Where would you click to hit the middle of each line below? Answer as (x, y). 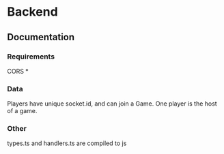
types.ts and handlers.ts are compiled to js (67, 143)
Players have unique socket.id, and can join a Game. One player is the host (112, 104)
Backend (32, 12)
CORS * (18, 71)
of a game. (22, 111)
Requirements (31, 57)
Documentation (41, 37)
